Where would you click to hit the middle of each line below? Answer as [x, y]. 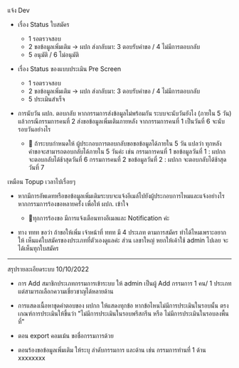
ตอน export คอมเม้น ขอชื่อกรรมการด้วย [65, 336]
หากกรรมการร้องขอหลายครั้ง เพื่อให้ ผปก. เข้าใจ [73, 204]
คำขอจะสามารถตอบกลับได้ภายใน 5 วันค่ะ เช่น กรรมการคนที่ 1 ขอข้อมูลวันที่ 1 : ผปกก [127, 151]
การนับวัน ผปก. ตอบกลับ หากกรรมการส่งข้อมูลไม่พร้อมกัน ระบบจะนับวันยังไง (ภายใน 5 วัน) [124, 113]
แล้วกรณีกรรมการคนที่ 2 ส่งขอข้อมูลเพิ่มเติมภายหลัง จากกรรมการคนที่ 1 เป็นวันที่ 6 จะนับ [121, 121]
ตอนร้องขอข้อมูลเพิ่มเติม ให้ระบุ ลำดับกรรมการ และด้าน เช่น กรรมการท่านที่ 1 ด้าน [112, 350]
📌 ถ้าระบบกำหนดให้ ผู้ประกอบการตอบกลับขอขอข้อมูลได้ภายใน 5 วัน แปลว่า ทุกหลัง [125, 144]
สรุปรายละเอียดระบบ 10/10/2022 [48, 269]
